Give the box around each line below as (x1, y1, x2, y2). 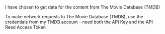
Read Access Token (5, 24, 46, 30)
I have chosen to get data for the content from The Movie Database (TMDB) (5, 4, 161, 10)
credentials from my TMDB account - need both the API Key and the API (5, 19, 153, 25)
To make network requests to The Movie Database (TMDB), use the (5, 14, 143, 19)
